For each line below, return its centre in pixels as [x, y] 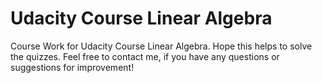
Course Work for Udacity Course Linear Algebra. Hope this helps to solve [161, 46]
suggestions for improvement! [72, 67]
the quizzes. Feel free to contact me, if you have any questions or [145, 56]
